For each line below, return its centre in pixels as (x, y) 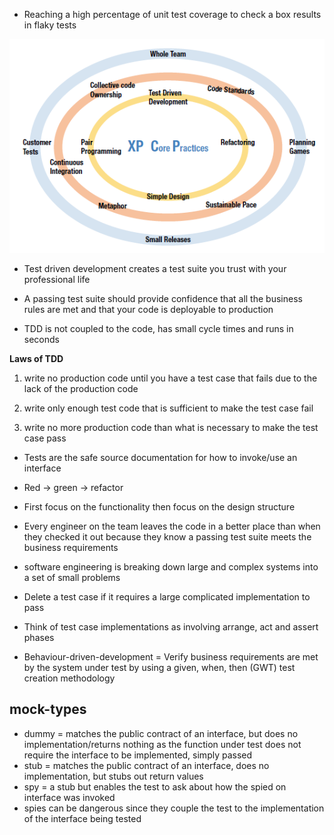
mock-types (48, 709)
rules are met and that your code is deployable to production (148, 309)
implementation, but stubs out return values (113, 776)
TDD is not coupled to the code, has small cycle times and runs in (158, 328)
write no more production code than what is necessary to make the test (171, 427)
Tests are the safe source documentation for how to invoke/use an (160, 457)
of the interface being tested (82, 818)
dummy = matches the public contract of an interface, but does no (161, 733)
